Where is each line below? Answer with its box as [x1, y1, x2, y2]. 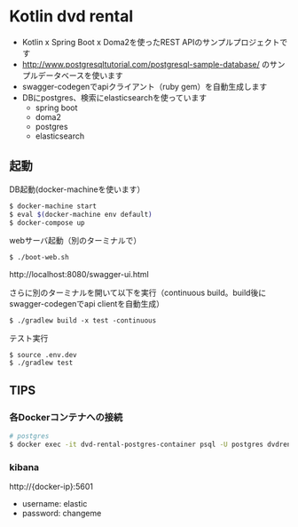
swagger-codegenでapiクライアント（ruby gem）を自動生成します [21, 81, 268, 92]
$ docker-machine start [9, 202, 98, 211]
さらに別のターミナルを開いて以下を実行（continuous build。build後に [9, 287, 267, 299]
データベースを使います [37, 69, 124, 81]
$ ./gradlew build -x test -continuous [9, 316, 157, 325]
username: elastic [21, 498, 88, 508]
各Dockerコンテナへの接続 [9, 411, 123, 423]
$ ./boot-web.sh [9, 253, 69, 262]
